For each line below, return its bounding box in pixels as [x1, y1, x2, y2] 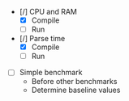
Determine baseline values [31, 85, 121, 95]
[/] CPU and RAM [19, 7, 78, 16]
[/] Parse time [19, 34, 66, 44]
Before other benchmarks [31, 77, 118, 86]
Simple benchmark [19, 68, 83, 78]
